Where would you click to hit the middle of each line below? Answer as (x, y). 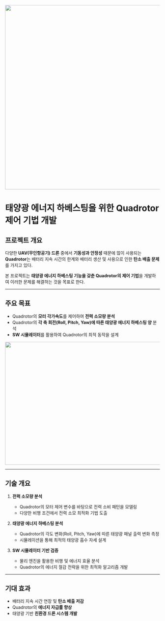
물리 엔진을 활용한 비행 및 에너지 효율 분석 (59, 561)
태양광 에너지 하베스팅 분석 (38, 523)
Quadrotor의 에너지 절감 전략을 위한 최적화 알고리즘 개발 (74, 567)
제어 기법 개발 (31, 221)
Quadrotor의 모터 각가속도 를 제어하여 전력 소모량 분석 (64, 316)
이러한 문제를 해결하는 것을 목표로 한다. (47, 282)
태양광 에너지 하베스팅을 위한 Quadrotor (82, 208)
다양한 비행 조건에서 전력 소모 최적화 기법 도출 (63, 513)
